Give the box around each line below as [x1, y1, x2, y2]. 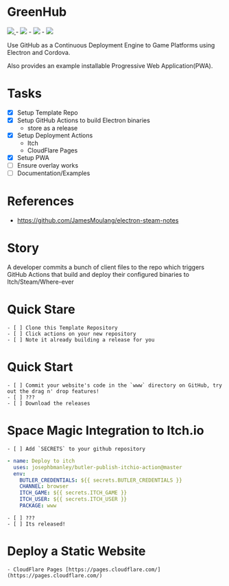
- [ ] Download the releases [7, 400, 91, 407]
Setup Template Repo [16, 108, 78, 117]
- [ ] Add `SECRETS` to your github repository [7, 445, 146, 452]
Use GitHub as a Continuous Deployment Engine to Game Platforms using [7, 41, 215, 49]
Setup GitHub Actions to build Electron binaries [16, 116, 151, 124]
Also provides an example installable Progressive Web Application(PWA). [7, 61, 213, 69]
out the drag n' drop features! [7, 388, 99, 395]
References [7, 194, 74, 210]
